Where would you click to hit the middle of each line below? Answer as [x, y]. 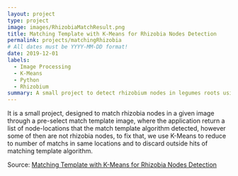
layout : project [31, 14]
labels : [19, 60]
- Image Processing [42, 67]
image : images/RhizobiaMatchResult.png [66, 27]
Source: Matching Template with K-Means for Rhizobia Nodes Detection [112, 165]
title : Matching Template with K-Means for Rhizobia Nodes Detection [112, 34]
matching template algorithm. [50, 151]
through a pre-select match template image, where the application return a [116, 121]
